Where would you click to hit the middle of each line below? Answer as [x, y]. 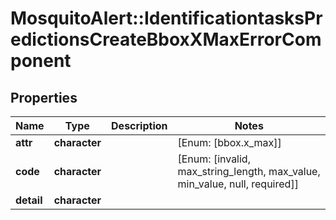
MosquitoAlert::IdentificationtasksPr [166, 18]
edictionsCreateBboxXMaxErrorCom [166, 39]
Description [139, 125]
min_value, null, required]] [238, 184]
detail [29, 200]
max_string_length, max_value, [249, 171]
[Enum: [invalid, [214, 159]
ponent [41, 61]
